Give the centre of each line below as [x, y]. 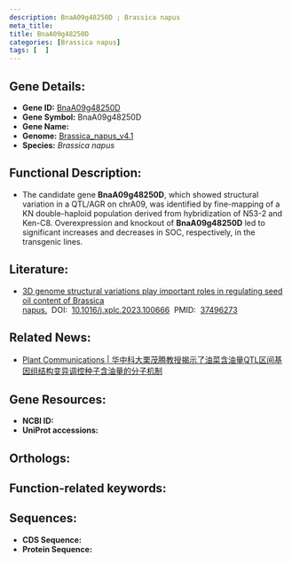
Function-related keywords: [88, 488]
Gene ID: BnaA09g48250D [71, 107]
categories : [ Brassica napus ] [65, 42]
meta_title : [31, 26]
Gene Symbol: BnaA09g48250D [82, 117]
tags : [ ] [29, 51]
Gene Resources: [58, 399]
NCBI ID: [38, 421]
